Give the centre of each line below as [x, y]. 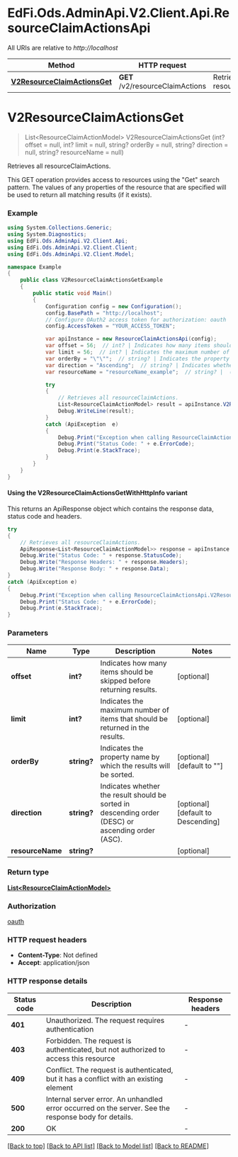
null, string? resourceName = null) [74, 152]
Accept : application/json [53, 963]
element [59, 1088]
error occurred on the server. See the [108, 1108]
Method [61, 65]
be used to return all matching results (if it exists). [80, 194]
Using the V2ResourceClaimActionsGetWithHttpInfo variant [97, 493]
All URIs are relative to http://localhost [63, 47]
